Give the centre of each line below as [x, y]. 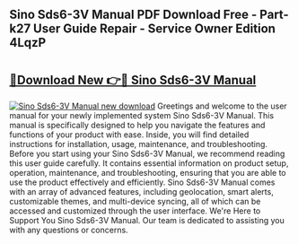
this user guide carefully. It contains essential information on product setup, [149, 163]
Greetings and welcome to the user [222, 106]
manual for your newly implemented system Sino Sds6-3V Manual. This [142, 115]
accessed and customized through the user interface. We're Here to [135, 211]
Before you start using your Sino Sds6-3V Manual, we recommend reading [147, 153]
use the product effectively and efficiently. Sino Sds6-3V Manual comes [142, 182]
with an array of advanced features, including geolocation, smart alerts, [141, 192]
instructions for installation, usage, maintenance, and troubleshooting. [138, 144]
